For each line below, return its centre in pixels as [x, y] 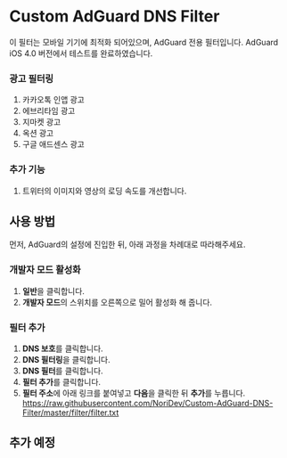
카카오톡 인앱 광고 [53, 100]
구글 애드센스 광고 [53, 144]
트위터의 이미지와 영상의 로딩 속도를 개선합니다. [104, 191]
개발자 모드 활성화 [45, 270]
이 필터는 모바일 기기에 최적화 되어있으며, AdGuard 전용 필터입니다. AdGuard [144, 42]
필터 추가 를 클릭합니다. [61, 381]
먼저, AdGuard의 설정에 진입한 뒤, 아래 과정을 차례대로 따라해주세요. [128, 245]
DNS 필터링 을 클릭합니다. [66, 359]
